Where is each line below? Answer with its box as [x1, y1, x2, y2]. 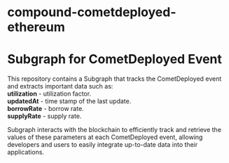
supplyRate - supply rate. [7, 112, 82, 120]
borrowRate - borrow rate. [7, 105, 84, 113]
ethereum [7, 19, 65, 35]
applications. [7, 148, 44, 157]
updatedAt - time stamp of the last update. [7, 97, 132, 105]
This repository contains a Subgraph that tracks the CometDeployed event [7, 74, 222, 83]
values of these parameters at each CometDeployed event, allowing [7, 133, 203, 141]
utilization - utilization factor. [7, 89, 92, 98]
